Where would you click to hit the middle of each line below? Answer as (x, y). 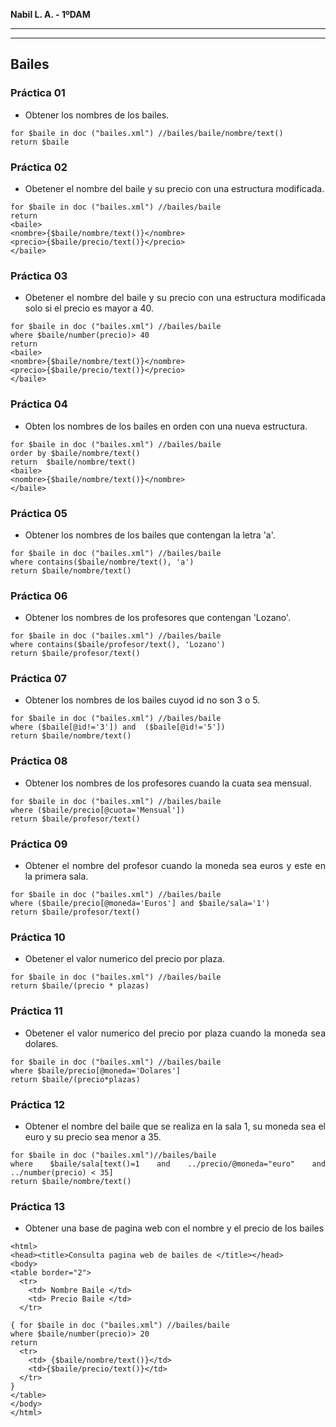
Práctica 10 (38, 937)
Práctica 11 (36, 1011)
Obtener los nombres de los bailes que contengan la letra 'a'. (150, 535)
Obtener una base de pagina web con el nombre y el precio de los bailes (174, 1228)
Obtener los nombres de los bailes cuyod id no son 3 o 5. (142, 700)
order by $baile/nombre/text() (75, 453)
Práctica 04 (39, 404)
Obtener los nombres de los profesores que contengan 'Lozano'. (158, 618)
